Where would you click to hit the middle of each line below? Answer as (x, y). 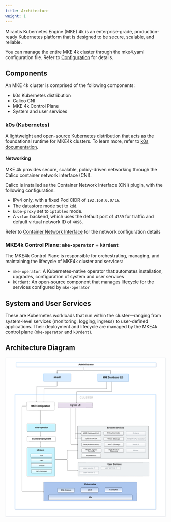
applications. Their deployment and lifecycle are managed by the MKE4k (81, 326)
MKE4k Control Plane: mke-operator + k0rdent (62, 245)
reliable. (14, 42)
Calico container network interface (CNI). (48, 175)
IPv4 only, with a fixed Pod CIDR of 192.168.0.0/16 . (66, 200)
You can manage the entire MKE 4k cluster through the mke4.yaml (75, 52)
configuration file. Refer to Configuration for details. (59, 57)
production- (147, 31)
